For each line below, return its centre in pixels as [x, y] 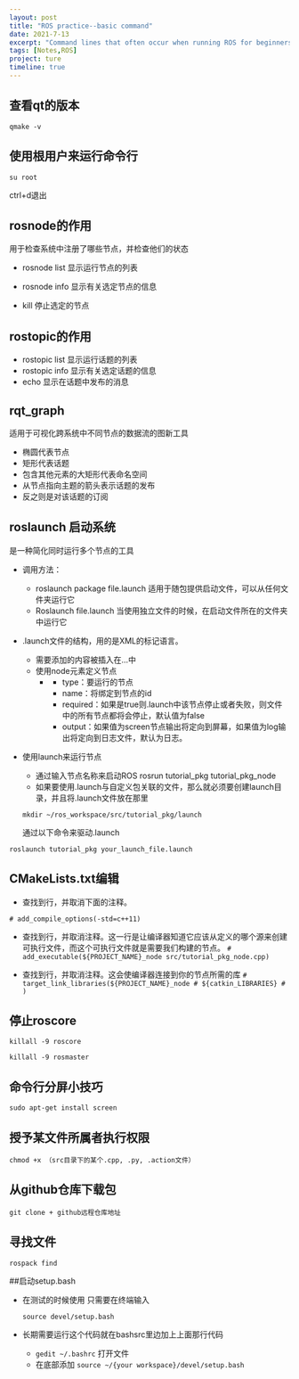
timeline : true [37, 68]
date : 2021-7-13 [39, 34]
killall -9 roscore [45, 1042]
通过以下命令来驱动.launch [71, 832]
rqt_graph [37, 410]
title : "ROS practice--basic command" [81, 26]
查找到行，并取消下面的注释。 [77, 902]
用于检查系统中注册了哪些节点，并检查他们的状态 [99, 249]
